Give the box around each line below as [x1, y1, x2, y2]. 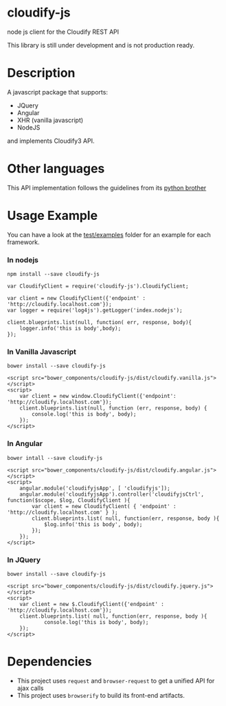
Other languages [7, 161, 105, 176]
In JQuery [7, 555, 41, 565]
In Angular [7, 439, 43, 449]
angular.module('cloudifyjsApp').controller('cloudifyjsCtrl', [19, 491, 205, 498]
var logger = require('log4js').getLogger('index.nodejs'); [7, 307, 183, 314]
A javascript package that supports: [7, 88, 109, 96]
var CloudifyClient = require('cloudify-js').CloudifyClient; [7, 283, 189, 290]
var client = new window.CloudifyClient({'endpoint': [19, 393, 177, 400]
